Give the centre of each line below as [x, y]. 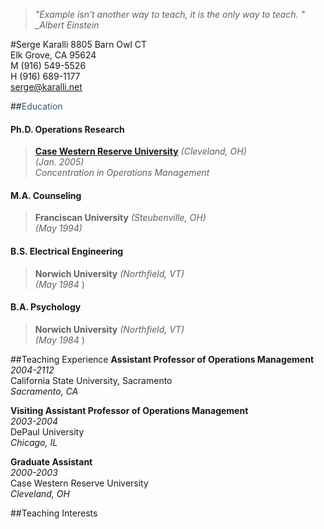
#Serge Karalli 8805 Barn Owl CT [79, 44]
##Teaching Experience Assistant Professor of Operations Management [162, 359]
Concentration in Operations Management [122, 173]
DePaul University [47, 431]
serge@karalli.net [46, 87]
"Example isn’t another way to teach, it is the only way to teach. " [170, 14]
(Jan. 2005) [59, 162]
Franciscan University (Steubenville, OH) [120, 218]
